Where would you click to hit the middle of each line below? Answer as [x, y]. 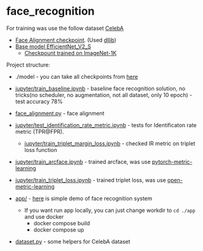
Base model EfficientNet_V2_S [53, 46]
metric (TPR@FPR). [39, 131]
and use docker [44, 216]
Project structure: [28, 65]
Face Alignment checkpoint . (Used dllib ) [66, 40]
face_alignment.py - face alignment [60, 113]
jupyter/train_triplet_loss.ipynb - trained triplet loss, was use [90, 180]
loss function [41, 150]
